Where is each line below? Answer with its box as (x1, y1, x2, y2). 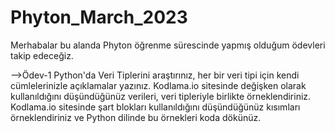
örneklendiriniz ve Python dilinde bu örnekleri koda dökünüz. (10, 111, 262, 123)
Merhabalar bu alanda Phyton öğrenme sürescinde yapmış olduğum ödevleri (10, 39, 326, 51)
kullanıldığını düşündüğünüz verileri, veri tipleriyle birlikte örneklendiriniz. (10, 90, 312, 102)
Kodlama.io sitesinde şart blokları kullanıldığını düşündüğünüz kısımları (10, 101, 301, 113)
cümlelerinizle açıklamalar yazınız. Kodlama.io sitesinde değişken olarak (10, 79, 307, 91)
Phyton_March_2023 (10, 6, 188, 29)
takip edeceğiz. (10, 49, 74, 61)
